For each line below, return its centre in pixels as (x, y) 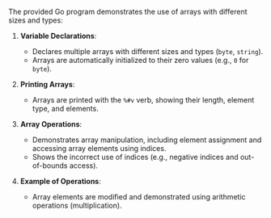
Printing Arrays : (47, 84)
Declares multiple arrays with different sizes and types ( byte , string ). (148, 51)
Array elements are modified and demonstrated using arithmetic (139, 197)
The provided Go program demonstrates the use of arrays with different (128, 12)
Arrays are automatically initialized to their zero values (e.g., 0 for (140, 60)
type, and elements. (65, 109)
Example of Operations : (60, 181)
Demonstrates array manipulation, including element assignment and (147, 140)
